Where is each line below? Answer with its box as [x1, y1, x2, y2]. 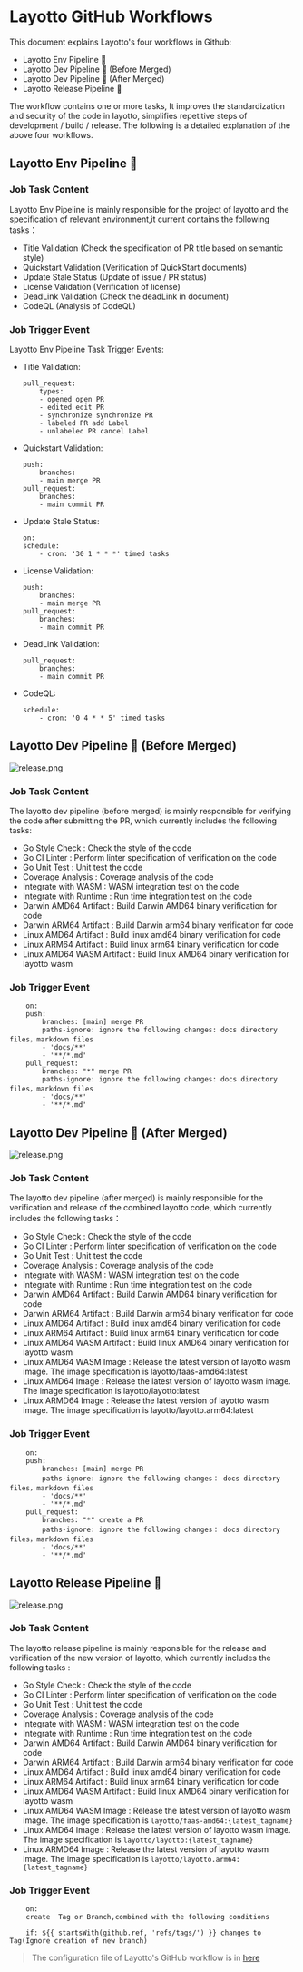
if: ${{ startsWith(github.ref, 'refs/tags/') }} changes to [25, 1928, 261, 1937]
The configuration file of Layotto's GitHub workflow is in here [31, 1952, 260, 1964]
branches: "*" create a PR [42, 1515, 144, 1524]
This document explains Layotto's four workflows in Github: [9, 36, 232, 47]
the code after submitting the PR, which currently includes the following [9, 815, 278, 826]
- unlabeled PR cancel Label [39, 426, 150, 435]
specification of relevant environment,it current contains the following [9, 214, 270, 224]
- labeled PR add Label [39, 418, 129, 428]
